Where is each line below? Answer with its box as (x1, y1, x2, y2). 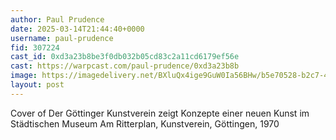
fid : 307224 (10, 42, 60, 53)
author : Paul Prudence (10, 14, 105, 25)
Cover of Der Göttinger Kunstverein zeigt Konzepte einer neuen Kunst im (10, 107, 310, 119)
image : (10, 71, 38, 81)
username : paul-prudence (10, 33, 114, 43)
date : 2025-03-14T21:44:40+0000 (10, 24, 145, 34)
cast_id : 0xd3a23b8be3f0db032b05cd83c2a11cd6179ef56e (10, 52, 240, 62)
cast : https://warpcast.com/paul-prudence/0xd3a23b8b (10, 61, 240, 71)
